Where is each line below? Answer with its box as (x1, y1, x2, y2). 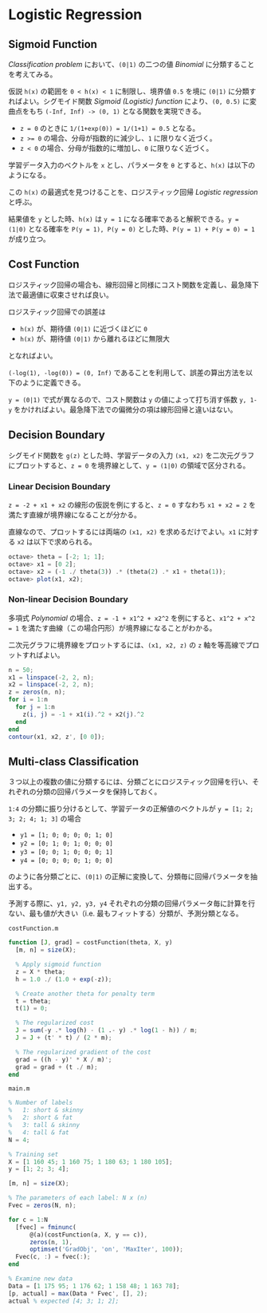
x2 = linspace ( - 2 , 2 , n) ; (8, 681, 94, 689)
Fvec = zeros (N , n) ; (8, 1201, 77, 1210)
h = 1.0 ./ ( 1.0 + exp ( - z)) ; (15, 975, 112, 983)
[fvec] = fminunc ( (15, 1223, 77, 1231)
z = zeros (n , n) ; (8, 688, 66, 696)
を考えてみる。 (8, 69, 57, 79)
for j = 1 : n (15, 703, 56, 711)
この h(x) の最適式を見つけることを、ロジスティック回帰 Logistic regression (8, 188, 258, 196)
